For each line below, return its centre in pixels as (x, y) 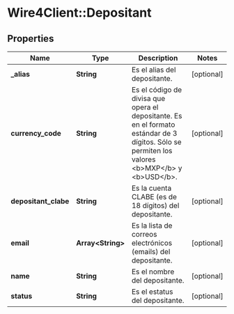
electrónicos (152, 243)
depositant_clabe (40, 201)
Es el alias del (154, 70)
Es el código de (157, 90)
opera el (145, 107)
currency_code (36, 133)
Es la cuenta (151, 188)
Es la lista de (152, 226)
